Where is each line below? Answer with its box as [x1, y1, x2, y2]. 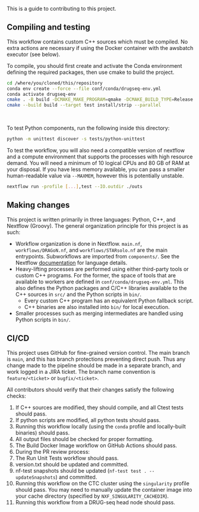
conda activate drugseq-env [7, 91, 77, 97]
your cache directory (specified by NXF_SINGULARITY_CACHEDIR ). [15, 492, 169, 499]
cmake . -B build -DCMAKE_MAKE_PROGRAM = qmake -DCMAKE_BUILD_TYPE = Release [7, 96, 194, 103]
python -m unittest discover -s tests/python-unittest [7, 136, 146, 142]
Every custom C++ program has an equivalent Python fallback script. [24, 297, 194, 304]
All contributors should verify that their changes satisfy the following [7, 386, 175, 393]
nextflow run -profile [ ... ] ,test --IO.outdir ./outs [7, 184, 143, 190]
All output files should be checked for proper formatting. [15, 435, 154, 442]
